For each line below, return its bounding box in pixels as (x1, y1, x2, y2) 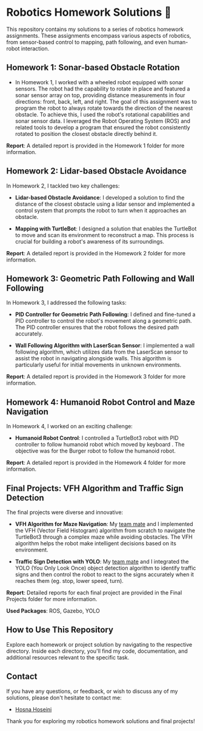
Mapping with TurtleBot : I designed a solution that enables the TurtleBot (15, 224, 197, 232)
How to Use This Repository (6, 625, 114, 635)
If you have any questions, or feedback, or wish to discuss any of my (6, 687, 178, 695)
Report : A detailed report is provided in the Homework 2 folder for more (6, 249, 186, 257)
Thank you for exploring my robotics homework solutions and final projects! (6, 717, 195, 724)
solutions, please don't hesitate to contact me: (6, 694, 122, 701)
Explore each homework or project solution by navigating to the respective (6, 641, 193, 648)
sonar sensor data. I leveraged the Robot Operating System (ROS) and (15, 117, 191, 124)
